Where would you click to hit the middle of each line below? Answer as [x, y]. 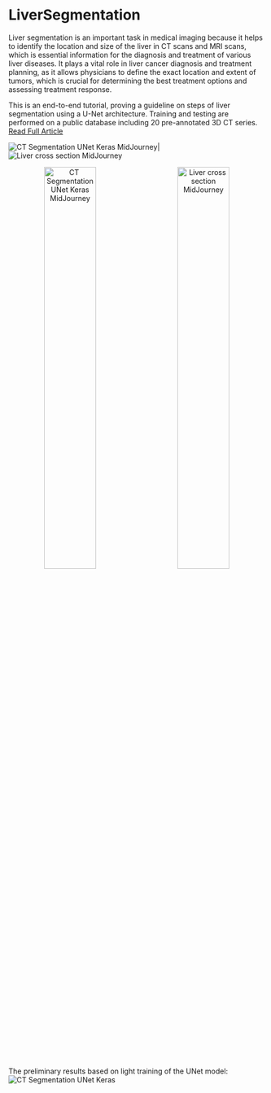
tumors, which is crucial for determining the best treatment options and [128, 81]
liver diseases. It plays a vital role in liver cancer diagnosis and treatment [130, 63]
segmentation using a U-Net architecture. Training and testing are [119, 114]
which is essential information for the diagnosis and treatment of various [130, 55]
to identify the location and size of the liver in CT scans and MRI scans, [127, 46]
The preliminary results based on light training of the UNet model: [118, 1071]
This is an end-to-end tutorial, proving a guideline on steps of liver [119, 105]
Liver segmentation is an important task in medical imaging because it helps [135, 37]
